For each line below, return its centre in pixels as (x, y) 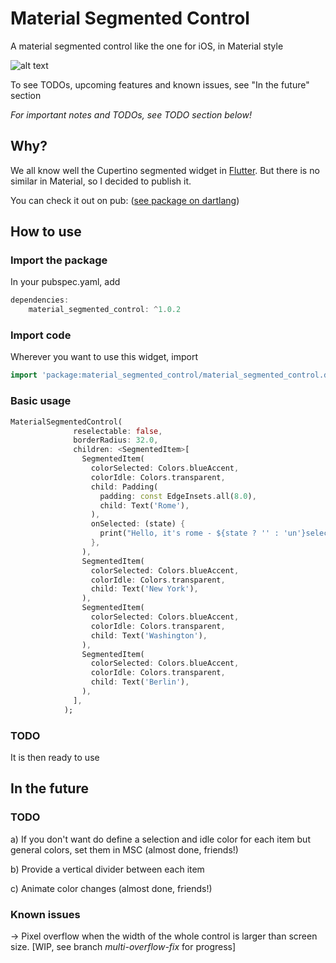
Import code (41, 335)
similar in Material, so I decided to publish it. (101, 181)
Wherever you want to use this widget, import (104, 357)
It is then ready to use (55, 757)
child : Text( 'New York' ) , (144, 589)
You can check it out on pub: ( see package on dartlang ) (125, 200)
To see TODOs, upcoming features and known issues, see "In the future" (160, 84)
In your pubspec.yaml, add (65, 282)
